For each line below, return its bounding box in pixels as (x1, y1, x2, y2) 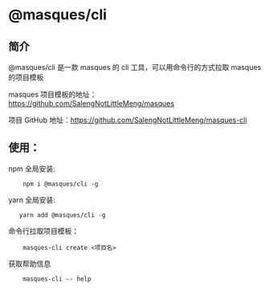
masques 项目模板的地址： (8, 90, 97, 99)
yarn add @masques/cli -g (18, 211, 106, 219)
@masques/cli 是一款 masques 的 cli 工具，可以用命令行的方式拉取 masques (8, 63, 262, 72)
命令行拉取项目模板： (8, 226, 79, 236)
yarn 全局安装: (8, 195, 56, 204)
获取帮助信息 (8, 259, 51, 268)
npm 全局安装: (8, 163, 56, 174)
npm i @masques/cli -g (22, 179, 99, 188)
